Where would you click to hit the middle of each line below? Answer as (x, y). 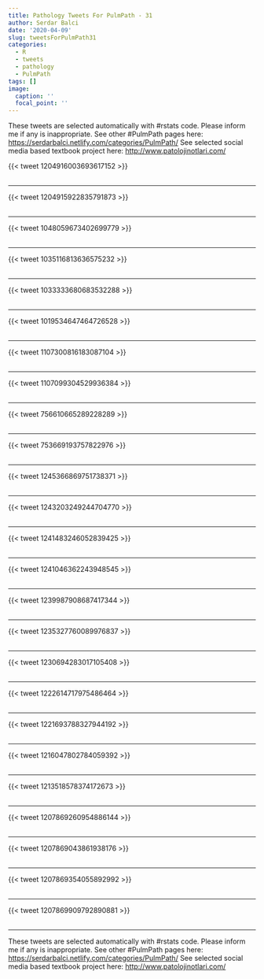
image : (19, 89)
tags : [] (22, 81)
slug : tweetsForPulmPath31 (52, 37)
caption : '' (35, 96)
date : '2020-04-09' (40, 30)
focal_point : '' (42, 103)
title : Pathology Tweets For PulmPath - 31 (81, 15)
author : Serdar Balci (44, 23)
